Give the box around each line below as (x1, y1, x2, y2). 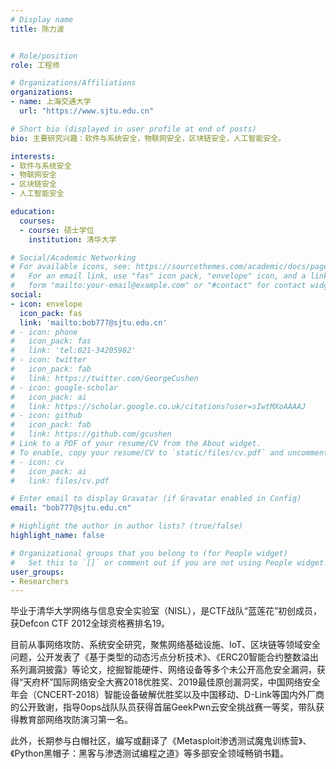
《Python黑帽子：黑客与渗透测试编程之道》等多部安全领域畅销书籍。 (10, 747, 289, 760)
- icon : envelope (10, 299, 83, 309)
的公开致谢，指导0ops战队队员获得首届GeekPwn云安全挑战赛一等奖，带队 (10, 701, 317, 713)
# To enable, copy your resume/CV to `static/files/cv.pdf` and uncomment (10, 447, 329, 458)
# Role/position (10, 51, 78, 61)
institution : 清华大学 (28, 234, 117, 245)
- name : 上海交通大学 (10, 97, 92, 107)
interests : (10, 151, 56, 161)
